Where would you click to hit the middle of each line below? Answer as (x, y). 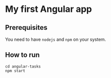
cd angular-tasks (23, 66)
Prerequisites (26, 28)
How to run (23, 55)
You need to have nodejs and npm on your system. (56, 39)
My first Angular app (49, 9)
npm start (15, 71)
